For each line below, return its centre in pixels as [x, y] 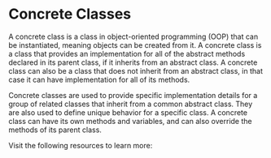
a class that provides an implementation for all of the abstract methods [127, 53]
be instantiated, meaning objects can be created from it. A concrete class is [135, 45]
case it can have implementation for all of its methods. [99, 79]
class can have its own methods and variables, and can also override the [130, 121]
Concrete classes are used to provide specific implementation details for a [133, 95]
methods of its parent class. [55, 130]
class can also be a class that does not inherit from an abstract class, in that [135, 70]
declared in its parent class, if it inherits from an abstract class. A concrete [133, 62]
